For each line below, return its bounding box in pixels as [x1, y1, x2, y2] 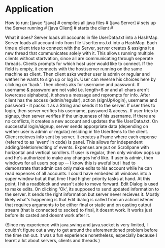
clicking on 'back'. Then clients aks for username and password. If [5, 81, 140, 87]
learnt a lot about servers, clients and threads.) [5, 237, 100, 243]
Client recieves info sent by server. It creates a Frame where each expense [5, 134, 157, 140]
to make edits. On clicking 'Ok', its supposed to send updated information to [5, 186, 159, 192]
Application [5, 3, 54, 15]
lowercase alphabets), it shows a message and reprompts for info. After [5, 92, 150, 98]
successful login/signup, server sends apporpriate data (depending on [5, 123, 149, 129]
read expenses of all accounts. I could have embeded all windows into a [5, 170, 151, 176]
